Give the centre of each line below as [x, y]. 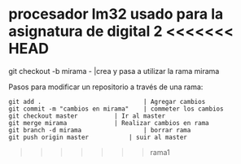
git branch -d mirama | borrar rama [100, 130]
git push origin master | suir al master [98, 137]
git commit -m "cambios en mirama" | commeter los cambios [116, 109]
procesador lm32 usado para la [116, 14]
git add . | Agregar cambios [107, 101]
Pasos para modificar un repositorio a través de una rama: [106, 87]
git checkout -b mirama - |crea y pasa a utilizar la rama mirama [114, 71]
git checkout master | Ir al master [87, 116]
